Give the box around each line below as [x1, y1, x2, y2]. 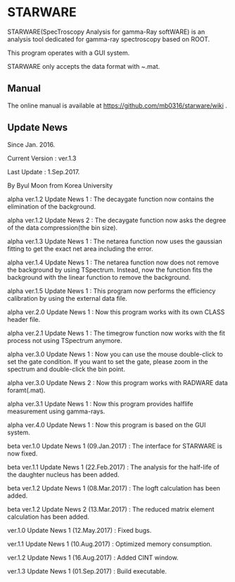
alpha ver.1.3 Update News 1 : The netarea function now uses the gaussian [7, 237, 223, 245]
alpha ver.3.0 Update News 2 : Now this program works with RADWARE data [7, 378, 229, 387]
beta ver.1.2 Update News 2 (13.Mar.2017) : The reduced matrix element [7, 505, 215, 513]
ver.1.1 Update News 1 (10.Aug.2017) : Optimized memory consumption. [7, 539, 212, 548]
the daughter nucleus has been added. [7, 470, 120, 479]
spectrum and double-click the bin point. [7, 365, 125, 373]
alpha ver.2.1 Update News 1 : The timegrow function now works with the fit [7, 328, 225, 337]
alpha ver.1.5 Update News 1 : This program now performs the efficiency [7, 286, 216, 295]
